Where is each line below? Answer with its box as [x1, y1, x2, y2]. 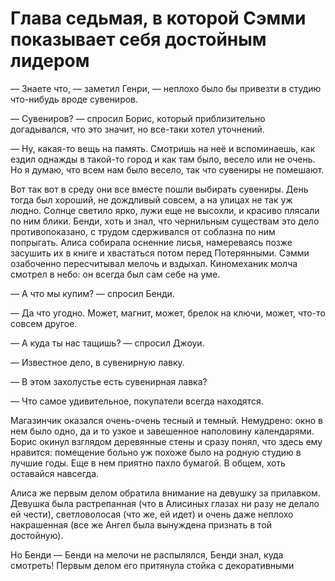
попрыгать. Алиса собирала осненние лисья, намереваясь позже [10, 236, 293, 248]
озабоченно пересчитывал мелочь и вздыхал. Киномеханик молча [10, 257, 298, 269]
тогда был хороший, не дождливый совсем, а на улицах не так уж [10, 193, 293, 206]
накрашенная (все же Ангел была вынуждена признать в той [10, 518, 273, 531]
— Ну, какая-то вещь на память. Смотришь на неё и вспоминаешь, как [10, 142, 316, 154]
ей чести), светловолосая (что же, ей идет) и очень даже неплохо [10, 508, 294, 520]
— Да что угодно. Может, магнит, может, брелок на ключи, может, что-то [10, 307, 326, 319]
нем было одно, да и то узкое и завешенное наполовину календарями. [10, 425, 315, 437]
